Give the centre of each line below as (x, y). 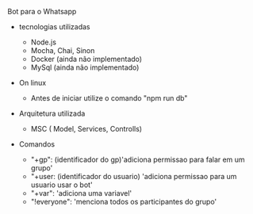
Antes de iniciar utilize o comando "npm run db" (109, 98)
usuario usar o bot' (61, 185)
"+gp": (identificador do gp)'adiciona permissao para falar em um (138, 159)
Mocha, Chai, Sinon (63, 50)
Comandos (37, 144)
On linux (33, 83)
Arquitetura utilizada (52, 113)
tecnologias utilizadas (54, 27)
